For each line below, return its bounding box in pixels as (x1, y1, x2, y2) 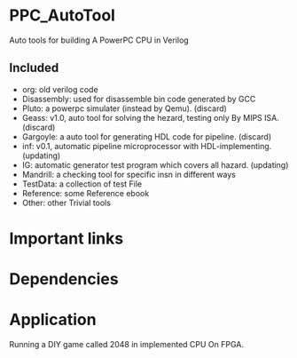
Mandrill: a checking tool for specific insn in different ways (21, 169, 237, 179)
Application (9, 310, 97, 330)
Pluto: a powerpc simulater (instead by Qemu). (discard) (21, 103, 228, 114)
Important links (9, 228, 124, 249)
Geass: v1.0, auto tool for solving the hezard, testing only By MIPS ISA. (21, 112, 279, 123)
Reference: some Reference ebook (21, 187, 150, 198)
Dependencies (9, 269, 119, 290)
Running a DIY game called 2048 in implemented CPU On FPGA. (9, 339, 245, 350)
